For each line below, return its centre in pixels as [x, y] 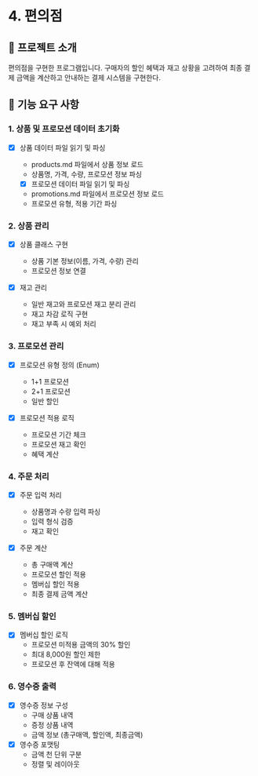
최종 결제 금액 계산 [60, 594]
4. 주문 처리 [29, 476]
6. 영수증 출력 [33, 687]
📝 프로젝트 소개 [42, 47]
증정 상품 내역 [52, 725]
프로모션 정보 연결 [58, 271]
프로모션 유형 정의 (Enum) [60, 365]
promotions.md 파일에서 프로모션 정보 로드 [98, 194]
